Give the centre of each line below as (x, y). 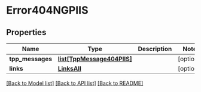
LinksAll (70, 69)
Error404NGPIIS (47, 10)
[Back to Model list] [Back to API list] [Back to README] (75, 83)
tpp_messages (31, 59)
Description (155, 49)
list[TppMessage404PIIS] (95, 59)
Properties (26, 32)
